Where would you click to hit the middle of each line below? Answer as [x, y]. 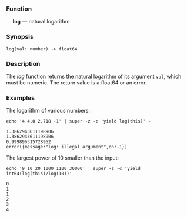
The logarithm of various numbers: [48, 111]
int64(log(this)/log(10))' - [42, 174]
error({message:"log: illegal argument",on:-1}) [67, 147]
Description [23, 63]
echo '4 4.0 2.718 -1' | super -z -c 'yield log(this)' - [79, 121]
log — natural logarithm [41, 22]
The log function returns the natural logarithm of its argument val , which [94, 76]
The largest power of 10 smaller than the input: [63, 158]
